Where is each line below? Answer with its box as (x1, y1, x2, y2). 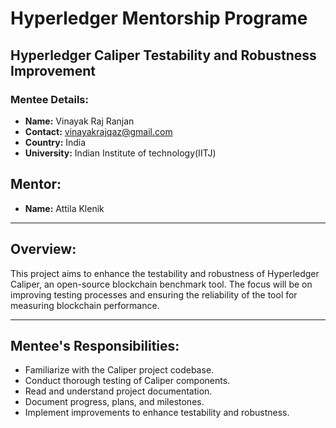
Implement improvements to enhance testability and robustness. (24, 407, 290, 419)
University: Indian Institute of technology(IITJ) (24, 147, 217, 159)
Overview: (10, 241, 77, 258)
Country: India (24, 136, 87, 148)
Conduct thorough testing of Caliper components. (24, 375, 231, 387)
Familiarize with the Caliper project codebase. (24, 364, 215, 376)
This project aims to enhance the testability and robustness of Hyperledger (10, 267, 320, 279)
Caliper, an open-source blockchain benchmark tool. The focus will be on (10, 278, 313, 290)
